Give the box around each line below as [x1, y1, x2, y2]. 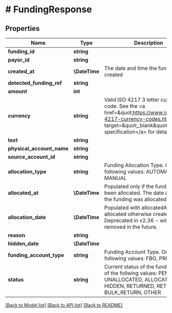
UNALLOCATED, [104, 276, 143, 283]
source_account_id [8, 153, 55, 160]
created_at [8, 68, 35, 75]
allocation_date [8, 214, 46, 220]
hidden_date [8, 240, 39, 247]
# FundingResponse [5, 4, 92, 15]
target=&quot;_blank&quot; [104, 122, 169, 129]
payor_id [8, 57, 30, 63]
